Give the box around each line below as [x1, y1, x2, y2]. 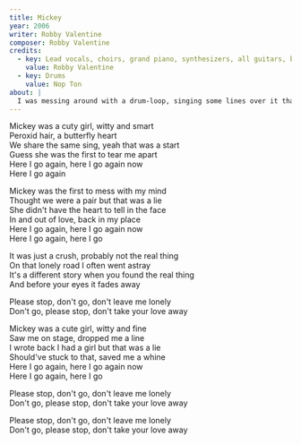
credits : [9, 47, 42, 55]
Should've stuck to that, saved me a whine [9, 352, 166, 363]
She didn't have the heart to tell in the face [9, 205, 167, 216]
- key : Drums [17, 72, 66, 81]
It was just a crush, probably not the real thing [9, 251, 179, 261]
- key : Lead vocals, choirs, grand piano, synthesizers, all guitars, [17, 55, 287, 64]
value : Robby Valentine [25, 64, 115, 73]
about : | [9, 88, 42, 97]
